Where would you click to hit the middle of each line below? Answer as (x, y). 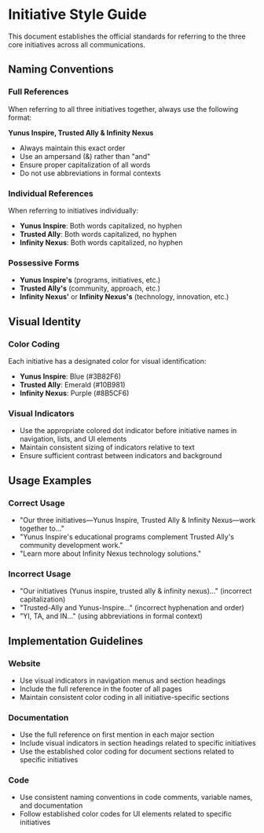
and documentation (51, 805)
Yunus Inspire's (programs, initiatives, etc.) (90, 280)
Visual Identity (44, 322)
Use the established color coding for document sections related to (126, 752)
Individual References (51, 193)
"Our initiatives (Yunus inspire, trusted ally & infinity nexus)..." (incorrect (136, 591)
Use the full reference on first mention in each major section (117, 735)
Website (24, 663)
